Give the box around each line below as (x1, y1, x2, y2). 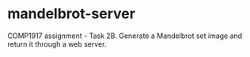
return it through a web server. (7, 39, 107, 48)
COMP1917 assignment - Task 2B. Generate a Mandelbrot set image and (7, 31, 243, 40)
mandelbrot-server (7, 5, 136, 23)
